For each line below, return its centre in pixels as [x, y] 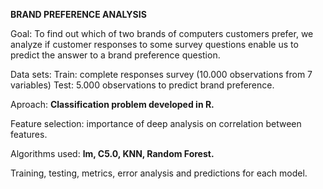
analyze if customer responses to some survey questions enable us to [154, 44]
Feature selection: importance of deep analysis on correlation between [156, 123]
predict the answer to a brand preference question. [115, 55]
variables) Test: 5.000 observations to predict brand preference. [142, 85]
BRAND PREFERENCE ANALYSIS [78, 14]
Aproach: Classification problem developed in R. [112, 104]
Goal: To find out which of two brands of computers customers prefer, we [162, 33]
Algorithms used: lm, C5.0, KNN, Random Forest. [112, 153]
